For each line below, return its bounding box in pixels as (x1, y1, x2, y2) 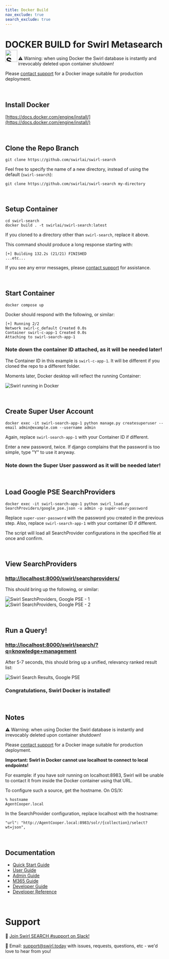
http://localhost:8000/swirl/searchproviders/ (5, 575, 120, 582)
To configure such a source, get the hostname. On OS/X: (5, 787, 124, 793)
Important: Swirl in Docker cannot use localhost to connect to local (5, 757, 148, 763)
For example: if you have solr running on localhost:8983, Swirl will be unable (5, 772, 164, 778)
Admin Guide (12, 872, 40, 879)
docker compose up (5, 302, 44, 308)
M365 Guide (12, 878, 39, 884)
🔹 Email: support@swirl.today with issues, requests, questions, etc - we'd (5, 943, 158, 949)
